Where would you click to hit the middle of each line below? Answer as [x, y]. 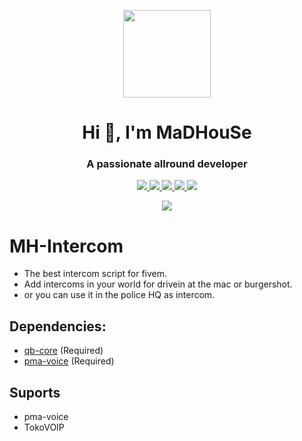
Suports [35, 392]
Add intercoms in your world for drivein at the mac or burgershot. [158, 284]
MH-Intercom [66, 246]
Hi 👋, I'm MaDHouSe [167, 132]
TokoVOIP [44, 427]
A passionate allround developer [167, 164]
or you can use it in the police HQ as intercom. [119, 295]
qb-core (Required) [63, 351]
